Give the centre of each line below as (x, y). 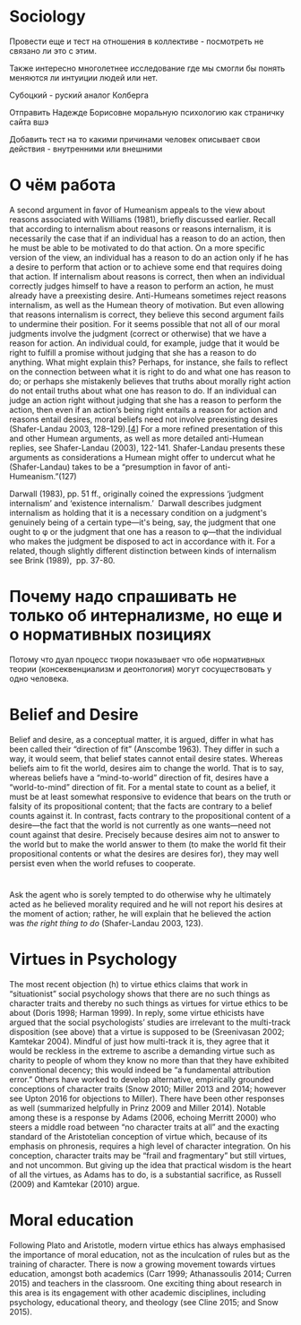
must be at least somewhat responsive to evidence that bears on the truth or (150, 796)
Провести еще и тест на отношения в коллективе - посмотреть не (137, 41)
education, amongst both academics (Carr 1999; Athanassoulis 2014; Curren (150, 1273)
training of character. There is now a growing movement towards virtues (142, 1264)
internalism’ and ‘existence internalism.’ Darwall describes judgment (136, 503)
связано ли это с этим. (53, 50)
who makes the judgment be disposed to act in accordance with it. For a (142, 541)
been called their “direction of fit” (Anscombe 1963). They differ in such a (144, 749)
